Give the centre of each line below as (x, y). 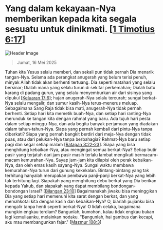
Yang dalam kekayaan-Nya (60, 9)
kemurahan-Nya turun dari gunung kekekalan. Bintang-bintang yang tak (77, 170)
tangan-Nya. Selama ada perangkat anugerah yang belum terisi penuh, (76, 77)
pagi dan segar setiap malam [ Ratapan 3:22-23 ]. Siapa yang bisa (70, 144)
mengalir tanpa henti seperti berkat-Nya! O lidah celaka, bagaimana (73, 206)
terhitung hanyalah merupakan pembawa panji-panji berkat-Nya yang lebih (80, 175)
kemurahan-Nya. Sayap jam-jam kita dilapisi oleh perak (76, 160)
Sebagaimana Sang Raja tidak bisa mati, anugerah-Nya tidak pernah (73, 108)
